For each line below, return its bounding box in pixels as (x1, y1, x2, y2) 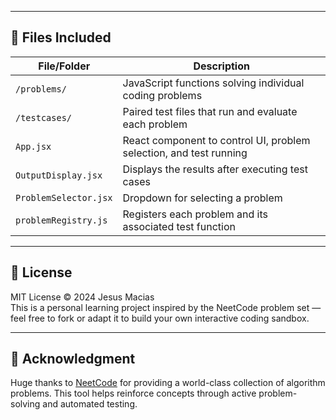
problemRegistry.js (15, 214, 108, 226)
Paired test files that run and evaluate (122, 104, 298, 118)
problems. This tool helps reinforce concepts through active (10, 387, 257, 400)
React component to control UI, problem (122, 133, 311, 147)
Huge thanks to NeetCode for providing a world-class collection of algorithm (10, 377, 326, 389)
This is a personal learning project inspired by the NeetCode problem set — (10, 301, 322, 313)
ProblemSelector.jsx (15, 192, 113, 203)
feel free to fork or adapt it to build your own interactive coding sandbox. (10, 312, 310, 324)
